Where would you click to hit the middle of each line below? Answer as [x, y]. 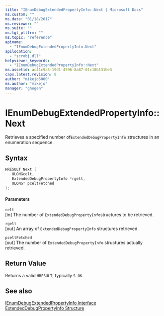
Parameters [17, 199]
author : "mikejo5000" [28, 79]
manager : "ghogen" [24, 88]
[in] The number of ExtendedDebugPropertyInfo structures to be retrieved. [80, 215]
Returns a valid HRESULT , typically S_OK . [44, 275]
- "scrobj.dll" [25, 56]
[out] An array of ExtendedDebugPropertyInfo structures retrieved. [72, 229]
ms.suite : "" [19, 28]
